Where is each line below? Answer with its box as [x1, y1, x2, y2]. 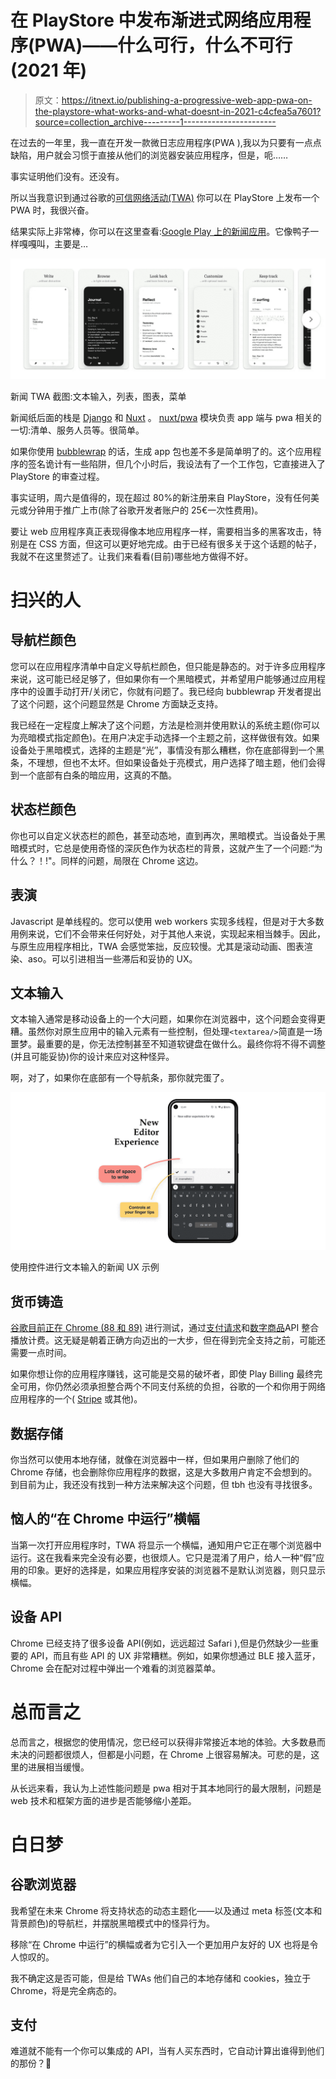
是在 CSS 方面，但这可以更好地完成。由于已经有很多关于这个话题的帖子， [18, 537, 323, 550]
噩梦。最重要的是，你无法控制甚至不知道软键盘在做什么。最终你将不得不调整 [10, 1038, 326, 1050]
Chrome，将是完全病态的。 [10, 1984, 123, 1996]
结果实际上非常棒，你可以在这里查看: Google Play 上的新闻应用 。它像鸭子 [10, 225, 311, 237]
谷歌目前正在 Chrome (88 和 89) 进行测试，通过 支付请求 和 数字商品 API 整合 [10, 1322, 320, 1334]
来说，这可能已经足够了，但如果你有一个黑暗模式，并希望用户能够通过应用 [10, 672, 317, 685]
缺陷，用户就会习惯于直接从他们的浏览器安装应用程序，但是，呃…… [10, 149, 289, 161]
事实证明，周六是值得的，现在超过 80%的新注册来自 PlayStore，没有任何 [10, 491, 311, 503]
